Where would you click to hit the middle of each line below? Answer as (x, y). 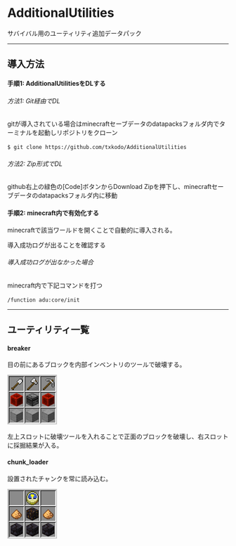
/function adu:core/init (44, 300)
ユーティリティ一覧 (48, 330)
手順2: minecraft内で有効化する (53, 213)
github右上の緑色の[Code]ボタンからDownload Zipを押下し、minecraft (110, 187)
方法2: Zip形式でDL (35, 164)
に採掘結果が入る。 (35, 446)
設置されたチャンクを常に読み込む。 (60, 479)
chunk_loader (28, 462)
